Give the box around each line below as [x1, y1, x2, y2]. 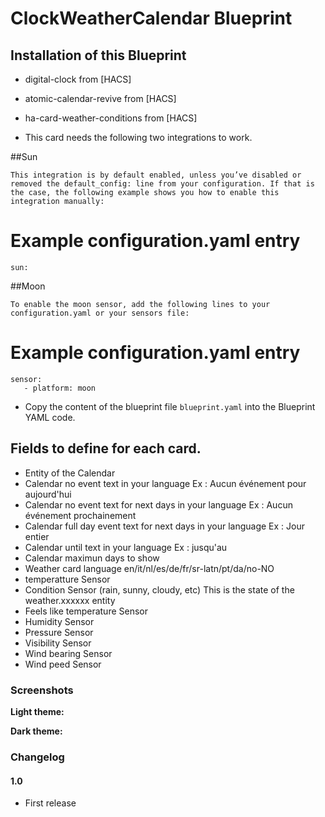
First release [24, 797, 77, 809]
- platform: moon [23, 383, 97, 393]
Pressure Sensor [24, 626, 94, 638]
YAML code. [24, 411, 76, 423]
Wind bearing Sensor [24, 647, 113, 659]
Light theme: [10, 705, 65, 717]
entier [24, 530, 50, 542]
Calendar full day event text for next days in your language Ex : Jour [24, 520, 305, 532]
